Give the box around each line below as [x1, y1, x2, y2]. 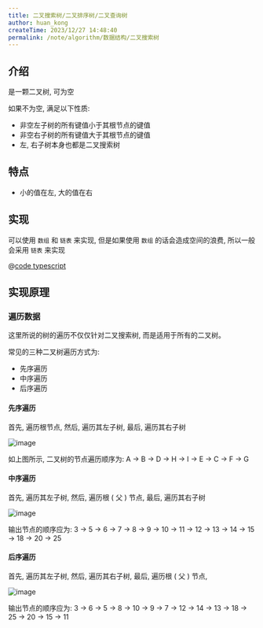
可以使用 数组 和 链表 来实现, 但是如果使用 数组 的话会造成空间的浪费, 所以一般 [8, 235, 255, 245]
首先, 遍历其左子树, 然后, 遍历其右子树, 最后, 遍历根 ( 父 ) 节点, [8, 571, 208, 581]
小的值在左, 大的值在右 [19, 187, 93, 197]
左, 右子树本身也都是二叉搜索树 [19, 140, 120, 150]
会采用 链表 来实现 [8, 245, 65, 254]
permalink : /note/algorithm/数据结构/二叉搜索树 [8, 33, 159, 42]
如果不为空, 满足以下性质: [8, 104, 90, 113]
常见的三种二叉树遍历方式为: [8, 347, 100, 356]
